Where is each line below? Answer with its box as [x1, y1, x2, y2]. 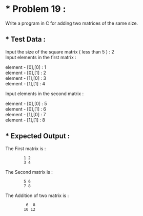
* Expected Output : [5, 132, 70, 140]
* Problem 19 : [5, 3, 66, 15]
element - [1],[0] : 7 [5, 111, 46, 117]
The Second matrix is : [5, 169, 53, 175]
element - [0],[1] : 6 [5, 106, 46, 112]
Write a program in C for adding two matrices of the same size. [5, 20, 138, 26]
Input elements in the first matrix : [5, 54, 77, 60]
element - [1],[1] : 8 [5, 117, 45, 123]
